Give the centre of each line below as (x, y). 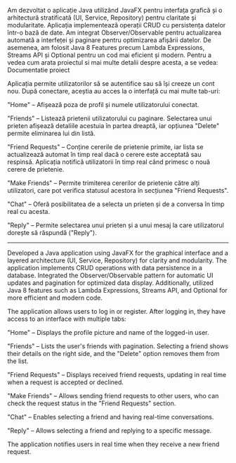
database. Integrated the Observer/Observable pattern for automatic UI (110, 275)
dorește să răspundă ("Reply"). (52, 233)
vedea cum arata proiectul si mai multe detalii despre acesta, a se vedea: (113, 62)
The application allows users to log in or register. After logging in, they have (117, 311)
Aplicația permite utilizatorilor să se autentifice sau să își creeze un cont (111, 83)
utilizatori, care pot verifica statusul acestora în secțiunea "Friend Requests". (118, 190)
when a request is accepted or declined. (66, 382)
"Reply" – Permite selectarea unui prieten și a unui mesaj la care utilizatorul (116, 225)
